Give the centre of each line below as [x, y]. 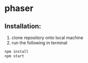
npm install [16, 51]
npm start [15, 56]
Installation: [23, 26]
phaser [19, 8]
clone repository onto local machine [47, 38]
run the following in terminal [39, 43]
